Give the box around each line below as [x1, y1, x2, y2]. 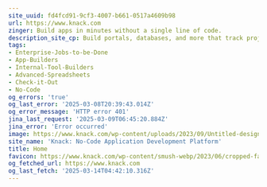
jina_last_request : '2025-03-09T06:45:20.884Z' [8, 115, 169, 123]
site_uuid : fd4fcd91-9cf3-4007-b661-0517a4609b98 [8, 11, 176, 20]
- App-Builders [8, 56, 59, 64]
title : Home [8, 145, 48, 153]
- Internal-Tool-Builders [8, 64, 94, 72]
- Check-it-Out [8, 78, 59, 86]
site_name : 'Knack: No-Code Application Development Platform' [8, 137, 222, 146]
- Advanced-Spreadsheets [8, 71, 91, 79]
